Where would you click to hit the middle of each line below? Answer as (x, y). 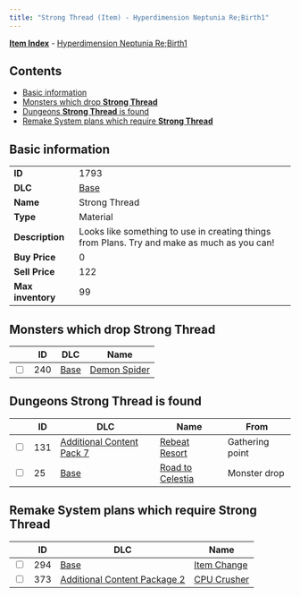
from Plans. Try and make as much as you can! (177, 243)
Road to (176, 467)
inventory (35, 298)
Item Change (221, 565)
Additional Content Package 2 (123, 579)
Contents (36, 71)
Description (39, 237)
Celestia (177, 478)
